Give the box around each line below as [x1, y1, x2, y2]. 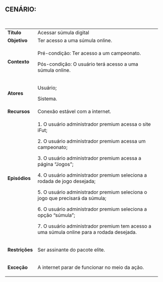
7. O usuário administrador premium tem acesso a [37, 222, 151, 229]
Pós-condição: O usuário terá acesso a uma [37, 61, 138, 67]
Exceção [7, 264, 28, 270]
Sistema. [37, 95, 57, 102]
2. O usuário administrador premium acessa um [37, 137, 146, 144]
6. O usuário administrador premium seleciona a [37, 205, 147, 212]
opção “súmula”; [37, 212, 75, 218]
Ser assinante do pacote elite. [37, 246, 105, 253]
